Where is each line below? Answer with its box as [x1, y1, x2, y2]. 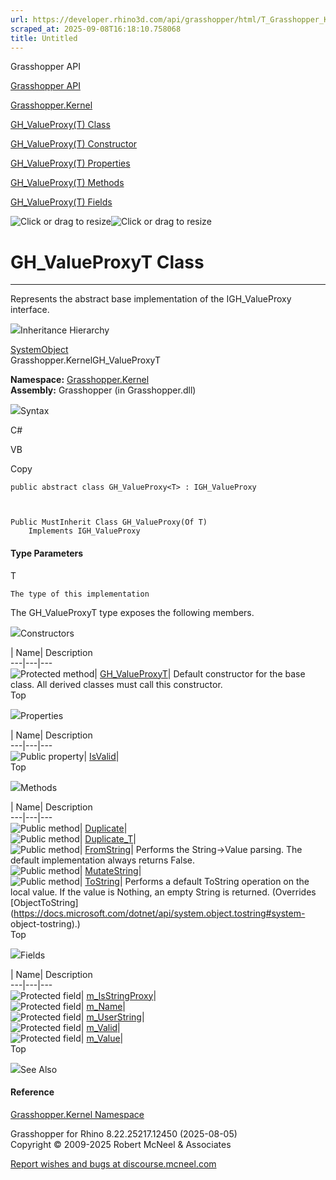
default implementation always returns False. [10, 854, 195, 866]
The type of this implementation [10, 589, 150, 599]
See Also [20, 1063, 58, 1075]
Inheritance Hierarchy [20, 324, 110, 336]
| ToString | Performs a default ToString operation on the [79, 875, 310, 887]
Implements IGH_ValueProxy [28, 526, 141, 536]
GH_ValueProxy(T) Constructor [10, 138, 138, 150]
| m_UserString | [80, 1011, 145, 1023]
